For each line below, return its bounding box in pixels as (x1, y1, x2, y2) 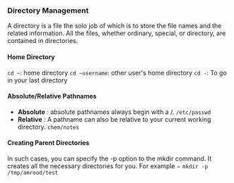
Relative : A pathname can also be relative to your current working (17, 115, 211, 123)
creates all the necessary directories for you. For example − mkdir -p (7, 161, 209, 170)
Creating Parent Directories (7, 139, 90, 147)
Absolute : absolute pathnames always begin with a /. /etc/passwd (17, 108, 211, 116)
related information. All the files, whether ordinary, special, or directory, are (7, 29, 226, 37)
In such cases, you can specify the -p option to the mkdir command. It (7, 154, 212, 163)
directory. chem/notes (17, 122, 80, 131)
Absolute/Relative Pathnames (7, 92, 97, 101)
